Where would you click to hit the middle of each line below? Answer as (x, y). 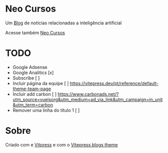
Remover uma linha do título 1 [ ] (46, 110)
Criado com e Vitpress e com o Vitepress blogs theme (61, 144)
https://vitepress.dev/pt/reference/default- (114, 83)
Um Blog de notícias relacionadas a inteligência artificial (64, 23)
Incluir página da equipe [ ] (41, 83)
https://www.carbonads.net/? (88, 94)
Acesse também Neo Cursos (35, 32)
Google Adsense (30, 67)
